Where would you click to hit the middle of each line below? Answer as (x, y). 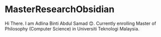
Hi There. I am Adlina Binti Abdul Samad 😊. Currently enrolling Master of (80, 23)
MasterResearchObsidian (60, 9)
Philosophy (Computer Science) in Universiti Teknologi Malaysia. (72, 28)
